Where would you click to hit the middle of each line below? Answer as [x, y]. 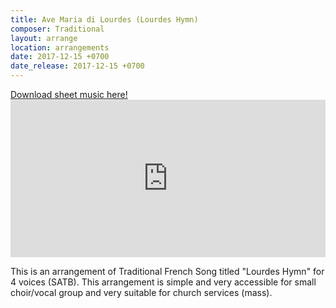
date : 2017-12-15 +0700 [60, 57]
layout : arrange [44, 38]
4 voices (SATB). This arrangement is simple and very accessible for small [163, 282]
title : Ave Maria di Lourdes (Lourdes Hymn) [104, 19]
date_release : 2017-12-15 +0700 [77, 66]
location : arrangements [60, 47]
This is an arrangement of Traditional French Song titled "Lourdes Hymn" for [167, 271]
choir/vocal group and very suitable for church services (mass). [141, 292]
